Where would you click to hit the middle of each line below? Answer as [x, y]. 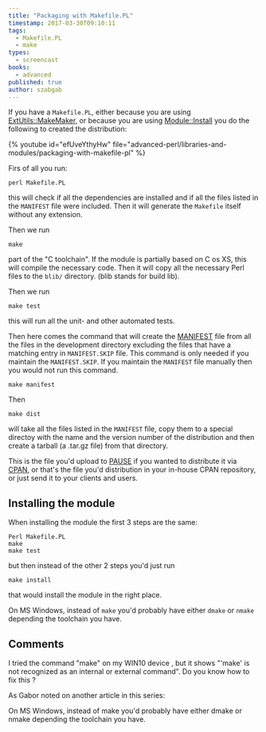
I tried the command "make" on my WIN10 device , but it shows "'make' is [129, 663]
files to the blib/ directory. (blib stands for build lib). [94, 276]
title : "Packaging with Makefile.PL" [71, 16]
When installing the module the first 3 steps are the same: [103, 523]
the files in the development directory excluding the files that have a [119, 345]
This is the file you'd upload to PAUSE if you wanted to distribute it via [123, 461]
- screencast [37, 60]
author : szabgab [35, 90]
